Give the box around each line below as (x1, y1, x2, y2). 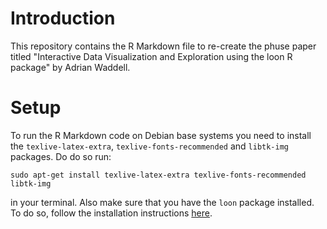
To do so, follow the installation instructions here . (10, 207, 213, 219)
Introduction (10, 7, 116, 30)
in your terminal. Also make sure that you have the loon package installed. (10, 196, 315, 208)
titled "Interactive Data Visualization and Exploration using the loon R (10, 50, 293, 62)
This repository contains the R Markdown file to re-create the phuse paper (10, 40, 317, 52)
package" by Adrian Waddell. (10, 61, 131, 73)
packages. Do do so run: (10, 150, 112, 162)
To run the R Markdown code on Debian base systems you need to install (10, 129, 312, 141)
